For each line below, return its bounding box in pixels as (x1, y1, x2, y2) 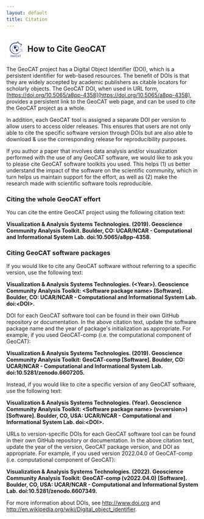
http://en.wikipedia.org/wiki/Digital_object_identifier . (6, 506, 137, 513)
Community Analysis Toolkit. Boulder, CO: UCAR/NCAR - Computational (6, 227, 192, 234)
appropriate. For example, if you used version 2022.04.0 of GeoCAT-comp (6, 450, 193, 457)
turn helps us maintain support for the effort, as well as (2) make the (6, 173, 178, 180)
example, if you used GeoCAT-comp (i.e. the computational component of (6, 331, 192, 339)
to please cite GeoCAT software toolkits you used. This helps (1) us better (6, 160, 191, 168)
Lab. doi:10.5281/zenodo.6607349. (6, 487, 97, 495)
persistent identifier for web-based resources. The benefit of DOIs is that (6, 72, 190, 79)
